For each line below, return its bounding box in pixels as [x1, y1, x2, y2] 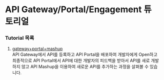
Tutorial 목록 [5, 34, 34, 41]
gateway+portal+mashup [12, 46, 63, 52]
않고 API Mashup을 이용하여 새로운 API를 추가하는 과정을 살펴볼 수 [21, 64, 149, 70]
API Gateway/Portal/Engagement [5, 4, 142, 15]
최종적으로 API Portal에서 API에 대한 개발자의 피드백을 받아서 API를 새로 [12, 58, 150, 64]
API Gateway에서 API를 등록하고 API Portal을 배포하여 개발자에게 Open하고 [12, 51, 158, 58]
